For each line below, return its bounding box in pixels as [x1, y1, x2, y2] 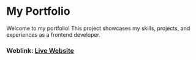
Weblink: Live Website [6, 46, 75, 54]
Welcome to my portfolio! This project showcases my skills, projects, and [6, 24, 190, 32]
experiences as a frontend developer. [6, 31, 101, 38]
